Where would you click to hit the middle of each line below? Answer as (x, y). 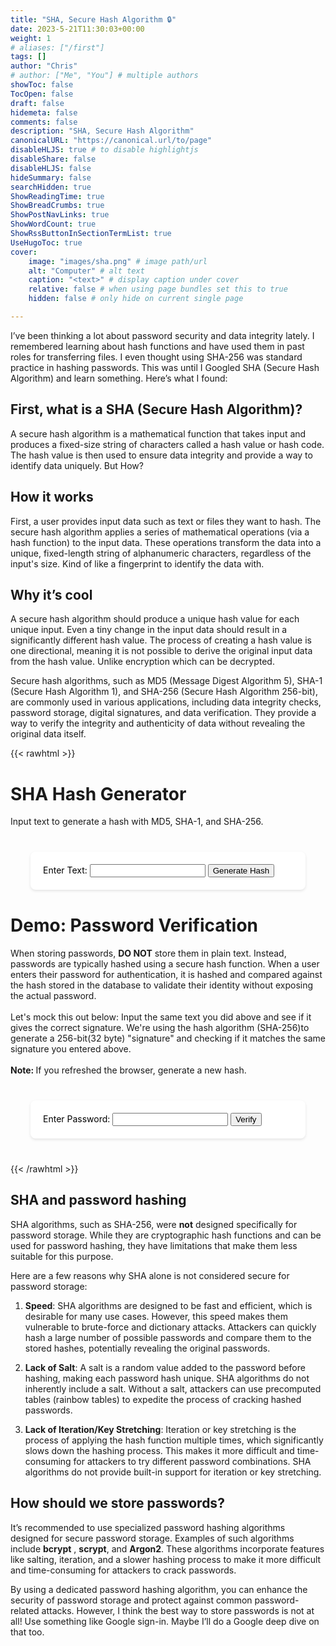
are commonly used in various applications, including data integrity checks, (166, 702)
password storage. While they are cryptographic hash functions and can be (166, 1235)
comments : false (44, 122)
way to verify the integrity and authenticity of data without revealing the (158, 723)
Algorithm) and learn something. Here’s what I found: (119, 378)
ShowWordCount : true (53, 224)
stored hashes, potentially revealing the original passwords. (147, 1348)
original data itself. (48, 734)
